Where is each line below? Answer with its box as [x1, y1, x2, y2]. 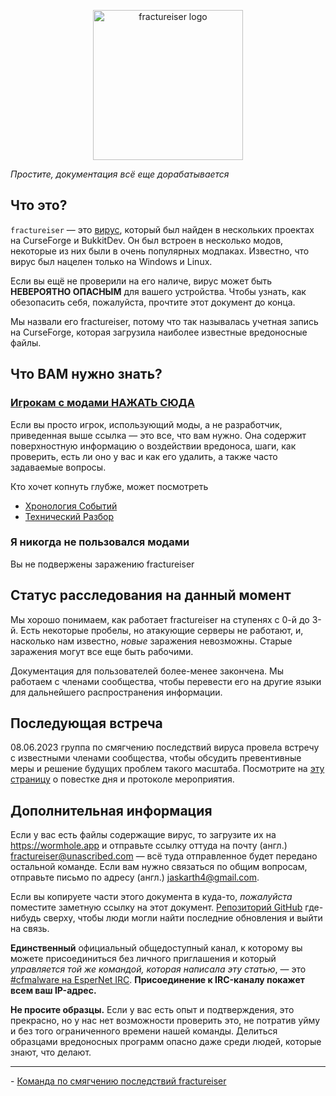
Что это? [10, 197, 68, 214]
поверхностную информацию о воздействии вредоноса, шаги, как [10, 440, 297, 452]
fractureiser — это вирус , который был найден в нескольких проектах [10, 223, 315, 235]
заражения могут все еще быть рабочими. [10, 645, 194, 657]
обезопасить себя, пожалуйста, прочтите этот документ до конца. [10, 296, 296, 308]
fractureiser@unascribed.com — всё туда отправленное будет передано [10, 850, 318, 862]
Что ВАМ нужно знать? [10, 366, 163, 383]
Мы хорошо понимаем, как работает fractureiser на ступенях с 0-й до [10, 613, 310, 625]
